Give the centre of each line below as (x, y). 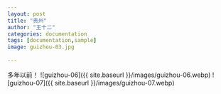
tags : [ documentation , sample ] (52, 41)
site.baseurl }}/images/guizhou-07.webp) (115, 83)
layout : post (27, 14)
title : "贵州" (27, 21)
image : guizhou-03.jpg (41, 47)
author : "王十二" (31, 27)
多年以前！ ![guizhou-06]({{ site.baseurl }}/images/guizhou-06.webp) (109, 75)
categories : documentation (47, 34)
